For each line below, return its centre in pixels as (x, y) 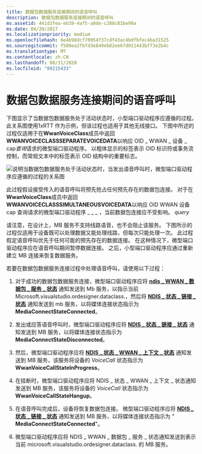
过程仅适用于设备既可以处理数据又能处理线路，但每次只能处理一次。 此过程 (100, 233)
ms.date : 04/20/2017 (32, 29)
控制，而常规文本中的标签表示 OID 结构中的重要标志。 (73, 156)
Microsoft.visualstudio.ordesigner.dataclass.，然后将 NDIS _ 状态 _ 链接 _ (105, 296)
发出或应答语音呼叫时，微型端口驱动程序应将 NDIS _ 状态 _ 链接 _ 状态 (101, 325)
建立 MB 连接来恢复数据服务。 (44, 256)
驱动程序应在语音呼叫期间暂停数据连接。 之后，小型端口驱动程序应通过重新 (100, 248)
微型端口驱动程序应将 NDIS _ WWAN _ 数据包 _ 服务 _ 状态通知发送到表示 (106, 437)
